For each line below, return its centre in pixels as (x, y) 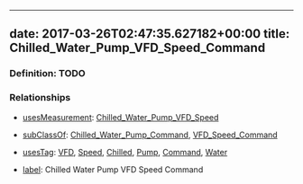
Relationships (40, 98)
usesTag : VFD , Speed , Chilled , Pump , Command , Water (125, 152)
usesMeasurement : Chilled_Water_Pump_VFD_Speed (120, 117)
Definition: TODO (47, 74)
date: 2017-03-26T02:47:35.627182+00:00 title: (150, 34)
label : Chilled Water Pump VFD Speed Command (113, 169)
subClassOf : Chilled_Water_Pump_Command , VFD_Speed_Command (150, 135)
